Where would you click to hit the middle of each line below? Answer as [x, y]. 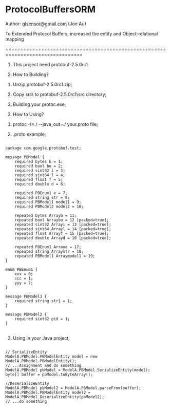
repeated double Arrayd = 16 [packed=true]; [63, 238]
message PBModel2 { [26, 314]
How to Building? [31, 74]
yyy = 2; [24, 283]
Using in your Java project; [41, 338]
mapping [15, 39]
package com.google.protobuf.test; [43, 148]
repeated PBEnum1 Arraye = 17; [48, 247]
